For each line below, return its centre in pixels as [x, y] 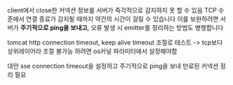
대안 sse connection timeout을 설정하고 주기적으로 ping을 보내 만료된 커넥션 [113, 66]
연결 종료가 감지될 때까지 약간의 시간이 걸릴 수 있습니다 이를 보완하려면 [122, 19]
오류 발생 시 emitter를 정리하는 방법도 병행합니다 [157, 28]
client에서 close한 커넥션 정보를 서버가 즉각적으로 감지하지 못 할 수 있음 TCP [112, 10]
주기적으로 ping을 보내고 [54, 28]
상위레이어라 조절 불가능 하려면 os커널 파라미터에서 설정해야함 [92, 51]
